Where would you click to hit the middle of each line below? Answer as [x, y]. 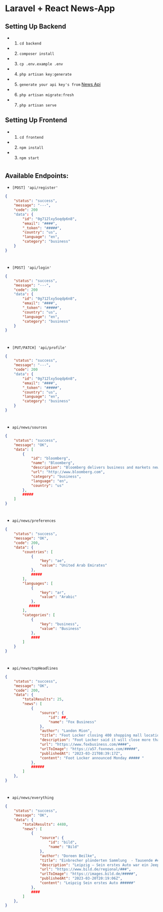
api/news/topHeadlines [35, 668]
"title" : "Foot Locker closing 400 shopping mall [91, 736]
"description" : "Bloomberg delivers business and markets [91, 468]
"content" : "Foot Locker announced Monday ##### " [92, 758]
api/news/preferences [34, 521]
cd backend [30, 44]
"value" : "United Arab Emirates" [73, 565]
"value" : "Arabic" [58, 597]
